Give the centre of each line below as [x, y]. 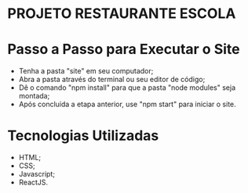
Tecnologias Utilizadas [83, 136]
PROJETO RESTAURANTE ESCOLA [122, 14]
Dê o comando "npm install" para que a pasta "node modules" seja [127, 88]
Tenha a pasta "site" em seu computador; [86, 71]
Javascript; [37, 174]
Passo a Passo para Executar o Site [124, 50]
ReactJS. [33, 182]
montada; [34, 96]
